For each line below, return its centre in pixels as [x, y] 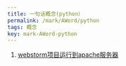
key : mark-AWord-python [42, 34]
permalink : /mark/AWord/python [53, 21]
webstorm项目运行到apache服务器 [68, 55]
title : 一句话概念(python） [45, 14]
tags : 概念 [22, 27]
